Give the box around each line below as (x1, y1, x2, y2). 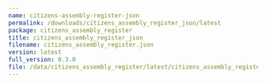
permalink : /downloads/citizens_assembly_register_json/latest (8, 19, 222, 27)
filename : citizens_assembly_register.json (8, 41, 154, 49)
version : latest (8, 48, 62, 56)
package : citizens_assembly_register (8, 26, 133, 34)
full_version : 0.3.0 (8, 56, 77, 64)
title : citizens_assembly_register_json (8, 33, 144, 42)
